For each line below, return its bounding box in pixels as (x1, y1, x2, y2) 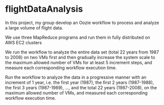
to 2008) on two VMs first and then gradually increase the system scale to (5, 54, 156, 60)
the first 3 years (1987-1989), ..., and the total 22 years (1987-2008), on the (5, 84, 157, 90)
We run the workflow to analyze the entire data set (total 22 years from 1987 (5, 49, 159, 55)
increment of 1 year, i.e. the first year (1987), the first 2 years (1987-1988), (5, 79, 154, 85)
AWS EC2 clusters (5, 39, 42, 45)
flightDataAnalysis (5, 3, 83, 15)
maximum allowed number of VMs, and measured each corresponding (5, 90, 148, 96)
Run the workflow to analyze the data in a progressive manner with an (5, 74, 146, 80)
